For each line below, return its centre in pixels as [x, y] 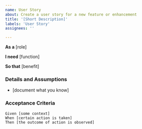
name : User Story [23, 10]
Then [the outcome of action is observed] [50, 122]
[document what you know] [41, 90]
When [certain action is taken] [39, 118]
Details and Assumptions [36, 79]
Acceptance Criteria [30, 103]
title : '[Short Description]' [37, 19]
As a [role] [16, 47]
